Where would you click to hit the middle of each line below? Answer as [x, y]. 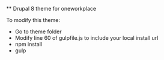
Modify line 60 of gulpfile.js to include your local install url [87, 38]
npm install [29, 44]
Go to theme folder [38, 31]
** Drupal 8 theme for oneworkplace [51, 9]
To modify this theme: [33, 20]
